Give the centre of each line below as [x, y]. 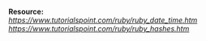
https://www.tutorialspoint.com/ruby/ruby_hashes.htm [99, 29]
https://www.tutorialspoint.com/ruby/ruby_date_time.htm [103, 20]
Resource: [26, 12]
